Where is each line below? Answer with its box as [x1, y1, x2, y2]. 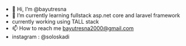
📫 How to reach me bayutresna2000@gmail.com [11, 25, 134, 32]
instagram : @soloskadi [11, 33, 70, 40]
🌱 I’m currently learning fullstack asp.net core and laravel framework [11, 12, 181, 19]
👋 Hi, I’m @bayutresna [11, 6, 67, 12]
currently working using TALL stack [11, 18, 100, 25]
